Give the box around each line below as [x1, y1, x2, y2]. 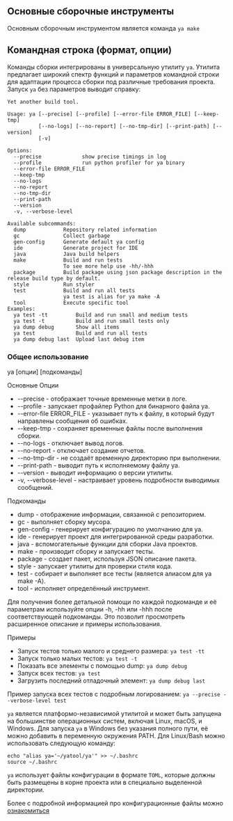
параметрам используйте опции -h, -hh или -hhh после [7, 605, 172, 613]
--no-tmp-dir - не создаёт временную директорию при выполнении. [17, 454, 221, 462]
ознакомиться [7, 806, 50, 815]
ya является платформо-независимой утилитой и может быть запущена [7, 709, 222, 717]
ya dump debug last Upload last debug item [13, 335, 145, 343]
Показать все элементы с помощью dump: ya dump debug [17, 661, 188, 670]
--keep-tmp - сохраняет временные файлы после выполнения [17, 424, 203, 432]
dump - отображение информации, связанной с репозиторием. [17, 510, 207, 518]
